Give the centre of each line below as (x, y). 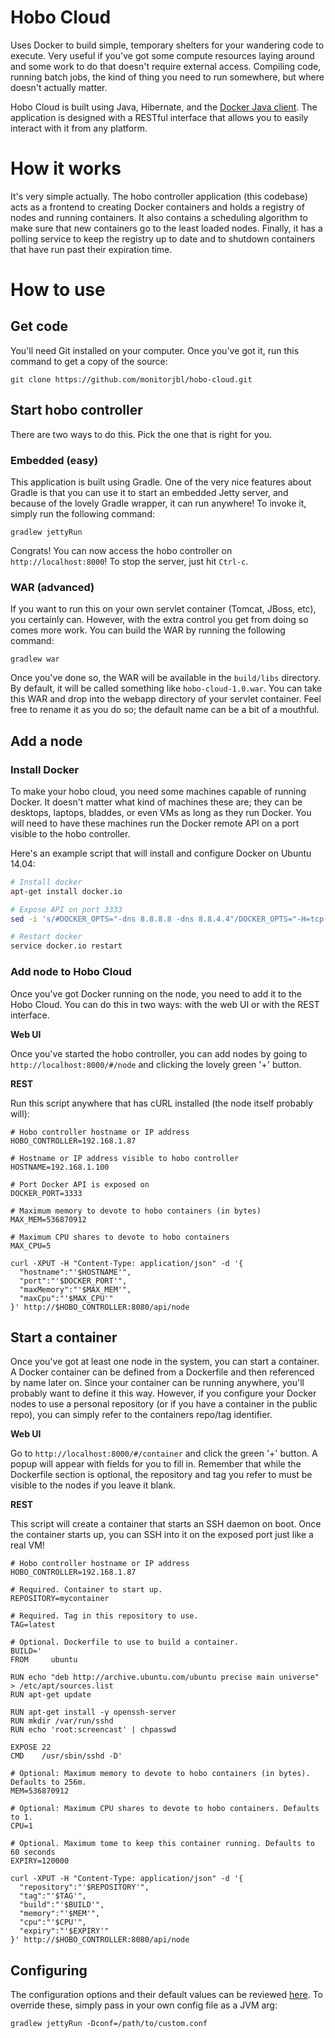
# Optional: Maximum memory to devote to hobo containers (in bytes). (160, 1774)
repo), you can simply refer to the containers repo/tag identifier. (141, 1415)
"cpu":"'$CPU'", (53, 1922)
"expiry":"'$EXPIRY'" (64, 1931)
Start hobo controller (76, 410)
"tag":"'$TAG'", (53, 1896)
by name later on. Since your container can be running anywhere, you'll (157, 1383)
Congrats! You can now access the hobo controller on (121, 550)
